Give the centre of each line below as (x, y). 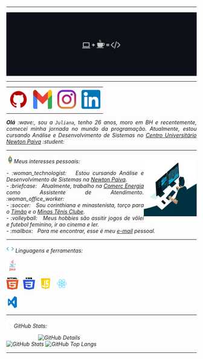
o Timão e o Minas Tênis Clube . (46, 211)
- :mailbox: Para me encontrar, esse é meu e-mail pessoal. (81, 231)
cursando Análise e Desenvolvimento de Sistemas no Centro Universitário (101, 135)
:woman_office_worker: (35, 199)
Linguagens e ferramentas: (49, 250)
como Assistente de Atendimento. (75, 192)
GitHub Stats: (31, 326)
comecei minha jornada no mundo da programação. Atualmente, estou (101, 128)
